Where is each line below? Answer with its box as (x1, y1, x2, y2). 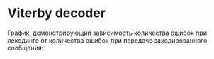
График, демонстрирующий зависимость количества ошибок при (7, 28, 208, 37)
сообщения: (7, 43, 44, 52)
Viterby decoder (7, 5, 106, 21)
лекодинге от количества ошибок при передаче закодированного (7, 36, 208, 44)
